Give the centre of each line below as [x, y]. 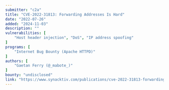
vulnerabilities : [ [26, 33]
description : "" [22, 28]
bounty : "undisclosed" [29, 75]
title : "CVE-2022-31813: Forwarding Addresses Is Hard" [65, 14]
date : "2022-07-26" [26, 19]
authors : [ [17, 61]
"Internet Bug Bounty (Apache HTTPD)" [55, 51]
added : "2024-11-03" [27, 24]
